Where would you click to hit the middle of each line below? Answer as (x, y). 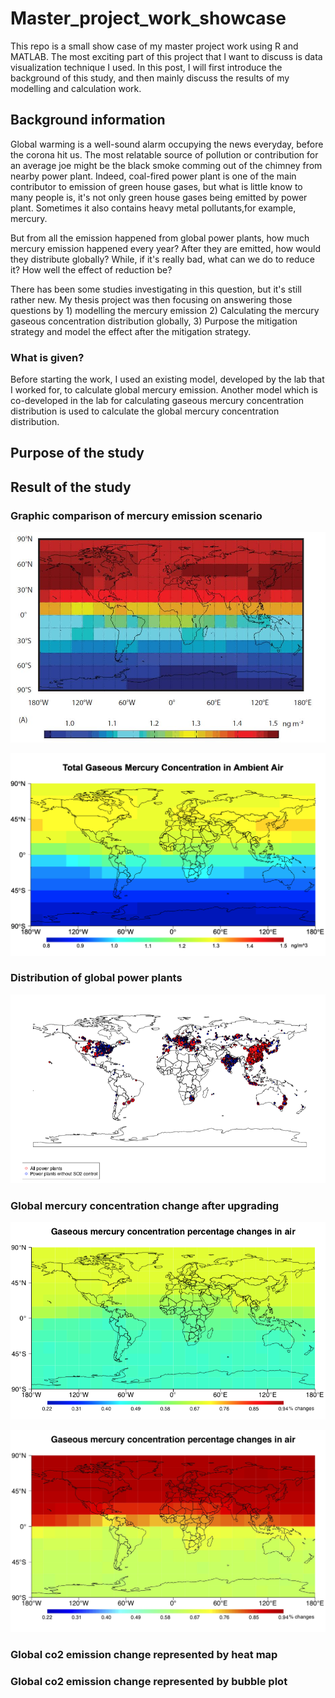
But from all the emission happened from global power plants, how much (160, 238)
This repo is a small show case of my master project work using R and (154, 46)
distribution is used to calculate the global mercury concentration (145, 411)
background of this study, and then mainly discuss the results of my (150, 78)
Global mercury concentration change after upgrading (145, 1205)
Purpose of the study (77, 453)
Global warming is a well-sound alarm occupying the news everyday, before (167, 144)
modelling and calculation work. (76, 88)
